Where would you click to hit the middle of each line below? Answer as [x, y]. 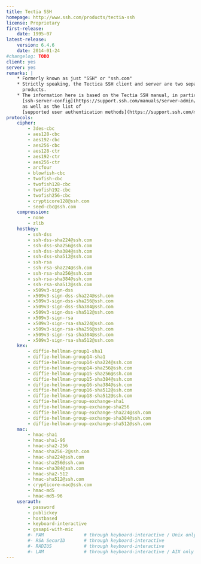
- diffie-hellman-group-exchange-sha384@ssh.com [89, 418]
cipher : [26, 123]
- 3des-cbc [41, 129]
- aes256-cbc [44, 145]
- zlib [36, 223]
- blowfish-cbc [47, 173]
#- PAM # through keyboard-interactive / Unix [106, 535]
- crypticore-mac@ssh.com [60, 485]
